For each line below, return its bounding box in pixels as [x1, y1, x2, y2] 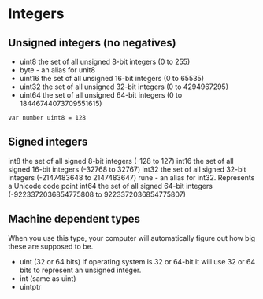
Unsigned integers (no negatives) [8, 36, 176, 50]
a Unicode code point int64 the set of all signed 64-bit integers [8, 181, 213, 190]
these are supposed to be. [8, 242, 94, 251]
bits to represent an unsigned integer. [19, 265, 142, 275]
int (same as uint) [19, 273, 76, 283]
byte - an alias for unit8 [19, 65, 96, 75]
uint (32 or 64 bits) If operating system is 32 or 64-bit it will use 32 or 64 [19, 257, 256, 266]
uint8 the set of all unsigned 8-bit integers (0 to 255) [19, 57, 191, 66]
